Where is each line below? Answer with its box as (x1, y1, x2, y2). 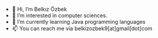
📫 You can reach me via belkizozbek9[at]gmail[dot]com (11, 25, 153, 32)
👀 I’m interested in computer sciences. (11, 12, 107, 19)
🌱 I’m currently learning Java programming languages (11, 18, 146, 25)
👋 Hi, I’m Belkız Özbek (11, 6, 68, 12)
